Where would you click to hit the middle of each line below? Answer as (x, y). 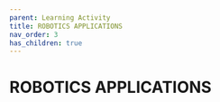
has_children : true (46, 43)
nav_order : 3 (34, 34)
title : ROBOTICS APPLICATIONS (66, 26)
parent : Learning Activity (60, 18)
